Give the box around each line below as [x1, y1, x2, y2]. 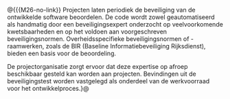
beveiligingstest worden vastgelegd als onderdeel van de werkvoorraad [7, 77, 210, 85]
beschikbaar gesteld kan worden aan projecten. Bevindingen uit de [7, 70, 197, 78]
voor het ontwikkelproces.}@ [7, 85, 89, 92]
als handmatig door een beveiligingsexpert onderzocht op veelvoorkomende [7, 20, 223, 28]
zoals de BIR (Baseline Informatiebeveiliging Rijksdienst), [45, 42, 206, 50]
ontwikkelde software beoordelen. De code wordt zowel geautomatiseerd [7, 13, 215, 21]
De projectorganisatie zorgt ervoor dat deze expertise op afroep [7, 63, 188, 70]
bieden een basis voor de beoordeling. [7, 49, 117, 57]
